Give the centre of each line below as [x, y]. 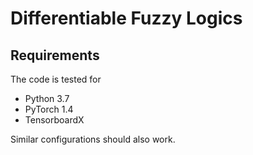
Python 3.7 [47, 98]
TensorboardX [54, 120]
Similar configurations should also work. [93, 139]
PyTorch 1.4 [49, 109]
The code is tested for [56, 79]
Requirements [55, 55]
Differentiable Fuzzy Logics [126, 18]
